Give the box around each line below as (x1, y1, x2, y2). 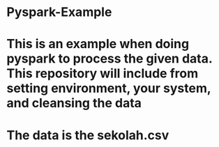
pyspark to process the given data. (6, 51, 213, 67)
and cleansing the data (6, 95, 142, 111)
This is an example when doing (6, 36, 190, 52)
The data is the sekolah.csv (6, 127, 169, 143)
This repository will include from (6, 65, 199, 82)
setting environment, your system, (6, 81, 211, 96)
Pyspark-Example (6, 4, 112, 20)
